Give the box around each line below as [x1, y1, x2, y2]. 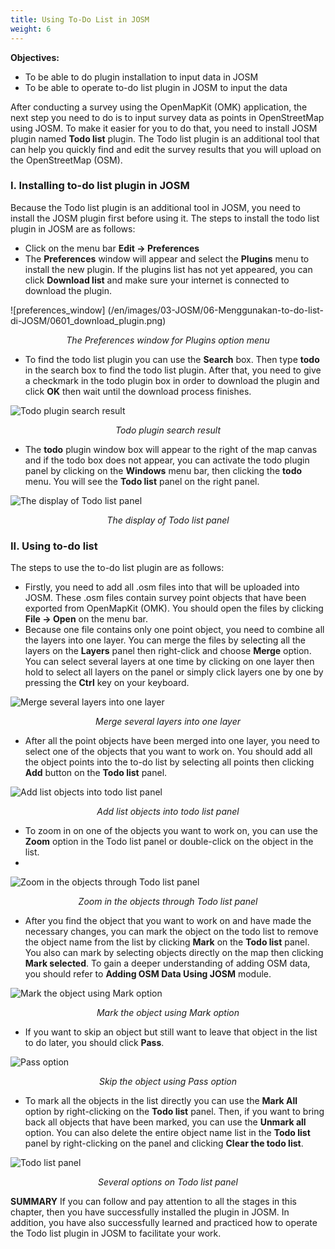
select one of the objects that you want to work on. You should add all [24, 746, 313, 758]
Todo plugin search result [115, 424, 221, 436]
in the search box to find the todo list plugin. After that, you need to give [24, 364, 322, 376]
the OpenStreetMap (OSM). [10, 154, 123, 166]
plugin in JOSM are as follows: [10, 222, 136, 235]
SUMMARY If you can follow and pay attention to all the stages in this [10, 1196, 297, 1208]
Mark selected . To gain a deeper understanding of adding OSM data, [24, 957, 311, 970]
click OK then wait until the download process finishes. [24, 385, 252, 397]
